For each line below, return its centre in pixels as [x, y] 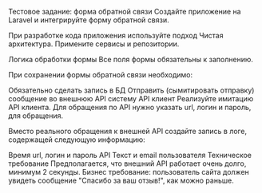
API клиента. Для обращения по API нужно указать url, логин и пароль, [130, 107]
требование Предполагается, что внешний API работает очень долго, [127, 163]
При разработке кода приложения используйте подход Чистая [116, 35]
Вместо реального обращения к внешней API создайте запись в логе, [128, 131]
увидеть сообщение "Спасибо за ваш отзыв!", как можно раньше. [121, 180]
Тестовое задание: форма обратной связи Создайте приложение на [125, 12]
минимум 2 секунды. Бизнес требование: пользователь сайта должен [129, 172]
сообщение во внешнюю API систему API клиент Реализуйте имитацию [131, 98]
